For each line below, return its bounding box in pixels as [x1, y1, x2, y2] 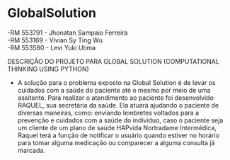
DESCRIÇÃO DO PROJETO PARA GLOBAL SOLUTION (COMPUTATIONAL [7, 57, 219, 65]
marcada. [17, 146, 46, 154]
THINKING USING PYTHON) [7, 64, 90, 73]
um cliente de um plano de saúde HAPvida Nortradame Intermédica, [17, 123, 217, 132]
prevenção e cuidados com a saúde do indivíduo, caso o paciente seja [17, 115, 224, 125]
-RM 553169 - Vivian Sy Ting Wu [7, 35, 103, 44]
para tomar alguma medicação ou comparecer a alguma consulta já [17, 138, 215, 147]
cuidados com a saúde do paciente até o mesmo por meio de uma [17, 86, 211, 94]
